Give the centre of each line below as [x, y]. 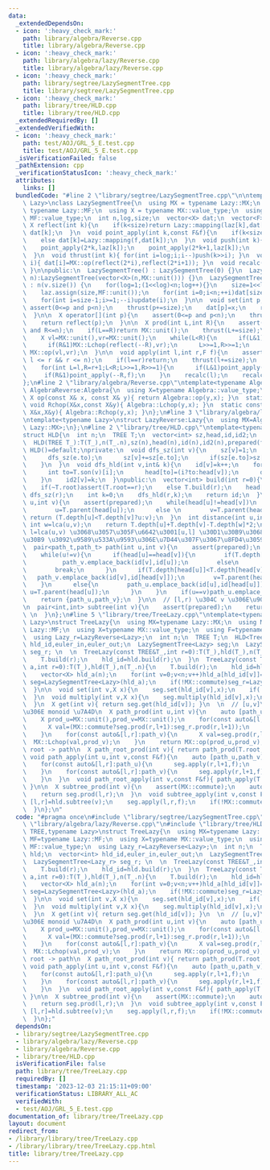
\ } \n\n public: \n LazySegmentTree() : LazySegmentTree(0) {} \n [133, 271]
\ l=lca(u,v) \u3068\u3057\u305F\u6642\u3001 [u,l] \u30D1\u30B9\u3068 [143, 532]
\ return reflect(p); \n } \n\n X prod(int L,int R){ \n [124, 323]
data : [17, 16]
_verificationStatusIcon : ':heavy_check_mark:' [97, 173]
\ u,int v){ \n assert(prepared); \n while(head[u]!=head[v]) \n [140, 502]
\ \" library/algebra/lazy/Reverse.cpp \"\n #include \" [115, 825]
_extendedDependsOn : [50, 23]
